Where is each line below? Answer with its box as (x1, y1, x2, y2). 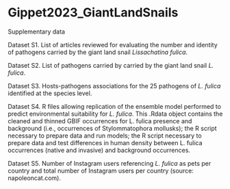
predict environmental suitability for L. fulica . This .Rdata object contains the (8, 110, 223, 118)
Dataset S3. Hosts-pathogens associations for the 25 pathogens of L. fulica (8, 81, 221, 90)
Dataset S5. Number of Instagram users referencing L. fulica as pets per (8, 159, 212, 167)
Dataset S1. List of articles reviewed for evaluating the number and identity (8, 40, 218, 49)
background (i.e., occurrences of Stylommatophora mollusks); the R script (8, 124, 218, 132)
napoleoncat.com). (8, 173, 61, 182)
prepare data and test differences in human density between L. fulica (8, 138, 203, 147)
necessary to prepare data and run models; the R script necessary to (8, 131, 202, 140)
